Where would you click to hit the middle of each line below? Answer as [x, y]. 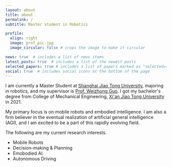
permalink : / [19, 19]
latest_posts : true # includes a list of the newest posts [71, 62]
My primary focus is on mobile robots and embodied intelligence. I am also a [86, 112]
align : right [24, 38]
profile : [15, 34]
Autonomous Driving [34, 159]
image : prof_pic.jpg [32, 43]
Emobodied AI [27, 153]
